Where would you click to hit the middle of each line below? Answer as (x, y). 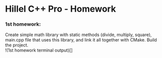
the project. (17, 45)
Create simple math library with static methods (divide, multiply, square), (79, 35)
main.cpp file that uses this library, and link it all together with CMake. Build (81, 40)
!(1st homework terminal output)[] (39, 50)
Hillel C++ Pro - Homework (61, 9)
